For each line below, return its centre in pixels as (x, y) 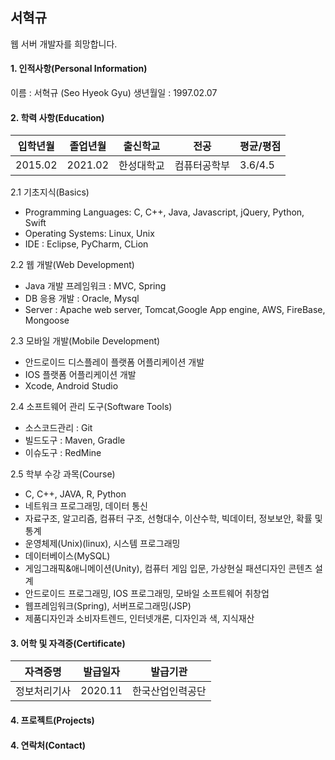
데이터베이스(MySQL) (67, 556)
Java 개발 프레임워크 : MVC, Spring (95, 286)
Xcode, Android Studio (71, 386)
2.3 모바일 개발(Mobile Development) (85, 341)
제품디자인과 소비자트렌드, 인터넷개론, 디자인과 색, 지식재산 (139, 619)
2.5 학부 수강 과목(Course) (63, 474)
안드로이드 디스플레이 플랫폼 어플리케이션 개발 (114, 362)
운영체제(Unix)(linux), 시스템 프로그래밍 (102, 544)
